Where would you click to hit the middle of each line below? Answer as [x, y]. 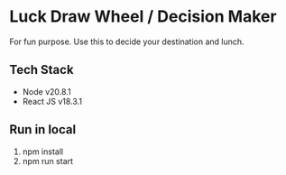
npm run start [48, 161]
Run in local [43, 129]
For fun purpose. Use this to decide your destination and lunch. [127, 41]
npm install [43, 152]
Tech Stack [42, 70]
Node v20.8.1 [46, 91]
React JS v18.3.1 [52, 101]
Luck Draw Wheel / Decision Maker [143, 17]
